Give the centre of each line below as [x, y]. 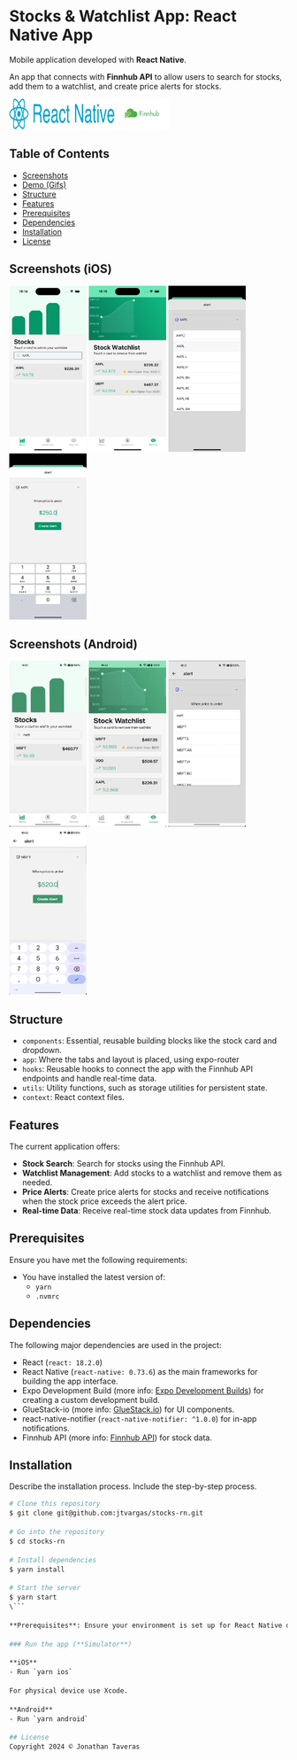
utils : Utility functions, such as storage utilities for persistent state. [145, 1088]
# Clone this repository [55, 1504]
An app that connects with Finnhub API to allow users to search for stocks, [146, 76]
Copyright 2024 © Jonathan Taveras [75, 1747]
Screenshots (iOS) [61, 269]
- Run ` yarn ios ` [41, 1672]
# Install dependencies [53, 1560]
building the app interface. [70, 1381]
